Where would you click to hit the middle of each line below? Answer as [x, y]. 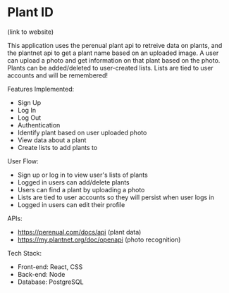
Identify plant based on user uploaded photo [82, 132]
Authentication [39, 125]
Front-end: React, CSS [50, 267]
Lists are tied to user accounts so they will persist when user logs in [116, 197]
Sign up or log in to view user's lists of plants [82, 175]
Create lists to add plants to [57, 147]
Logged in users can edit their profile [71, 204]
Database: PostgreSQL [50, 282]
